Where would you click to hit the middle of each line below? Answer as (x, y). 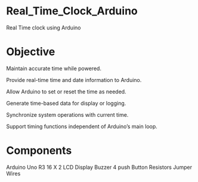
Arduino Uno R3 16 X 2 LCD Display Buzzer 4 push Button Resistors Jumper (99, 167)
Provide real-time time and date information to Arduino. (74, 80)
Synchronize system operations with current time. (67, 114)
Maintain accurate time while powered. (54, 68)
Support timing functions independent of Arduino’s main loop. (82, 126)
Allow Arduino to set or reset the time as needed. (66, 92)
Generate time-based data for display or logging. (66, 103)
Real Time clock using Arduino (44, 28)
